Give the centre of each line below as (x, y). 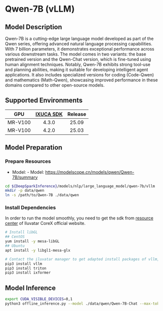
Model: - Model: (28, 172)
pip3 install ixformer (28, 273)
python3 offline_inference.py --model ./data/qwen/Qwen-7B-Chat (71, 303)
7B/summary (25, 177)
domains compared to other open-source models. (55, 85)
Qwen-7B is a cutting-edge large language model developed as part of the (79, 38)
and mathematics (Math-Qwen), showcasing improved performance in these (81, 80)
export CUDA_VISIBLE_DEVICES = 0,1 (39, 299)
